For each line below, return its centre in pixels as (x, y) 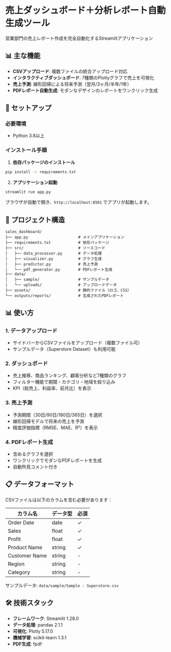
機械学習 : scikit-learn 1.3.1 (39, 637)
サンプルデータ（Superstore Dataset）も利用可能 (64, 349)
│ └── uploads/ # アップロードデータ (61, 285)
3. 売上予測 (19, 403)
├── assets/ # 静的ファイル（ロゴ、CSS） (68, 291)
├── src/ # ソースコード (55, 248)
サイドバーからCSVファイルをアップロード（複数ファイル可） (77, 343)
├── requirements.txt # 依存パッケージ (57, 243)
